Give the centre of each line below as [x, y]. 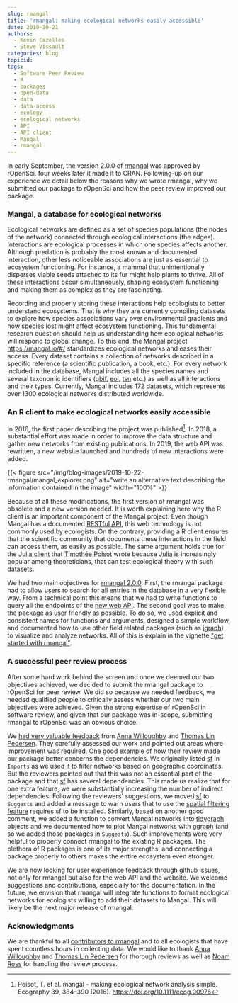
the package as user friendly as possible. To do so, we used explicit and [113, 613]
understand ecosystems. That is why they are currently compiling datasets [116, 311]
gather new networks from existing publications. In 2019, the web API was [115, 444]
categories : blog [33, 54]
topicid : [20, 60]
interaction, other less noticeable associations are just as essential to [108, 260]
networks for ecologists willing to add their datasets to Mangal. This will [112, 900]
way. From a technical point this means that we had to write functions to [112, 598]
